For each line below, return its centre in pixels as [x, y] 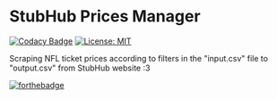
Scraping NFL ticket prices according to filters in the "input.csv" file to [139, 58]
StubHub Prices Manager [105, 16]
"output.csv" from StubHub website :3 [80, 68]
